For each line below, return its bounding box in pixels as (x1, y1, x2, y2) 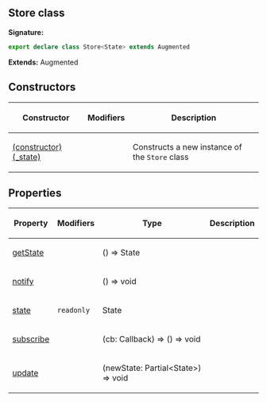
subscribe (12, 334, 50, 345)
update (12, 368, 39, 379)
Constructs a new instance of (132, 141, 242, 152)
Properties (8, 186, 62, 200)
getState (12, 247, 44, 258)
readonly (56, 306, 90, 315)
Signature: (8, 27, 44, 37)
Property (13, 218, 48, 229)
